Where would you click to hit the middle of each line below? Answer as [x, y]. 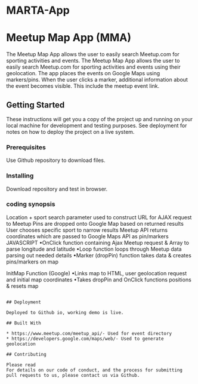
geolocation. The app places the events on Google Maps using [83, 73]
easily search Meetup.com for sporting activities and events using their [93, 67]
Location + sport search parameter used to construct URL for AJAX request [99, 217]
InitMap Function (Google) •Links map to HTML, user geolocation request [97, 273]
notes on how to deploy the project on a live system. [70, 131]
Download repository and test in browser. [57, 189]
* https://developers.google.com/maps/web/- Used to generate [85, 339]
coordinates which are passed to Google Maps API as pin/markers [87, 236]
